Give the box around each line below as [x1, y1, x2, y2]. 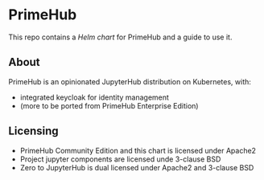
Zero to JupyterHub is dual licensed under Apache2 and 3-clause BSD [19, 162, 254, 172]
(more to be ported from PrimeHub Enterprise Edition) [19, 100, 199, 110]
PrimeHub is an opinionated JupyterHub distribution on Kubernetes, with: [8, 76, 252, 86]
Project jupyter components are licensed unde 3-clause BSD [19, 154, 221, 164]
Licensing [8, 125, 59, 138]
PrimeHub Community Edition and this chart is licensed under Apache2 [19, 145, 256, 155]
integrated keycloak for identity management [19, 92, 169, 102]
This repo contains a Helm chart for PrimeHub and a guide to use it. [8, 32, 233, 42]
